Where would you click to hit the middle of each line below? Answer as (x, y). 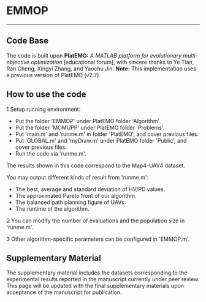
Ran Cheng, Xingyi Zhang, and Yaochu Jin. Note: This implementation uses (101, 69)
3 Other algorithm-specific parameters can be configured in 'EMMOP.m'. (98, 239)
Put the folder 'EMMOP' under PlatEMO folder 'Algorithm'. (88, 121)
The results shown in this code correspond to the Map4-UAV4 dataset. (96, 165)
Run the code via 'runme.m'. (51, 153)
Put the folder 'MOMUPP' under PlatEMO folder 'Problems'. (90, 127)
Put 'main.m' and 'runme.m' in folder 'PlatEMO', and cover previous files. (107, 134)
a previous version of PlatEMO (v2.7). (54, 75)
